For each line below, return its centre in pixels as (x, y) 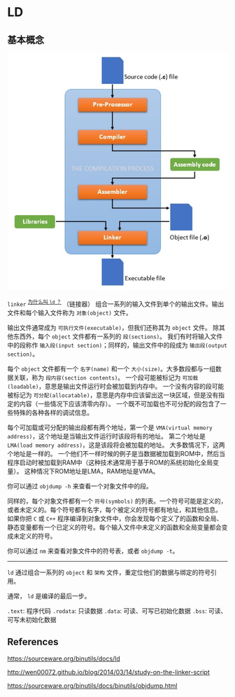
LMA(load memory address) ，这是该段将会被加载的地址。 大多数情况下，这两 (116, 445)
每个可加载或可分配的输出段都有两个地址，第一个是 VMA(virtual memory (110, 427)
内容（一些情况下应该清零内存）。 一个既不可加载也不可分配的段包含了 (120, 403)
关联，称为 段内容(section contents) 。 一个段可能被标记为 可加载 (106, 377)
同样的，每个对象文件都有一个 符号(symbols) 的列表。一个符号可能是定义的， (117, 501)
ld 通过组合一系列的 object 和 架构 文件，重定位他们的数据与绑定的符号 (109, 572)
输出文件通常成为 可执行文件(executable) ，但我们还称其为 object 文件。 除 (113, 327)
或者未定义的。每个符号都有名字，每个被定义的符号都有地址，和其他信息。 (114, 509)
